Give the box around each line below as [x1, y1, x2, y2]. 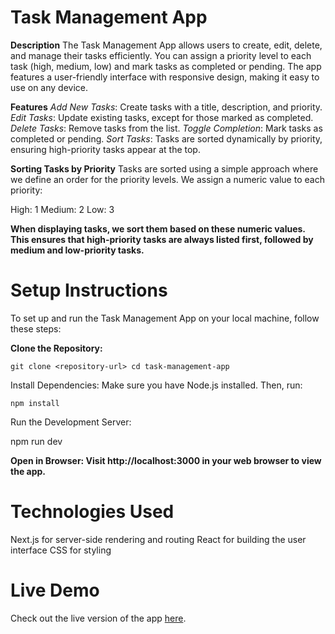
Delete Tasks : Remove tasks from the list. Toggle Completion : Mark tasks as [10, 122, 323, 134]
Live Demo [10, 579, 100, 601]
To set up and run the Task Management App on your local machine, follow [10, 312, 320, 324]
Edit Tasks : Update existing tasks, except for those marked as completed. [10, 111, 314, 123]
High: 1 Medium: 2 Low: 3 [10, 203, 115, 215]
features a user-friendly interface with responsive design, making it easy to [10, 71, 320, 83]
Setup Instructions [10, 279, 168, 302]
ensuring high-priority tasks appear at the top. [10, 143, 201, 155]
